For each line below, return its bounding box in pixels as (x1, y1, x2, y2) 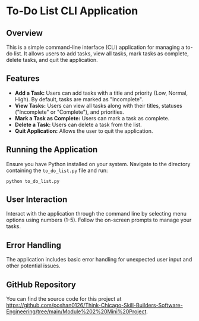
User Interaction (6, 195, 68, 205)
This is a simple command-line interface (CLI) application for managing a (6, 43, 185, 51)
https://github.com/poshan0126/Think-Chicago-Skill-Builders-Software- (6, 302, 183, 309)
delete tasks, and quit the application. (6, 57, 98, 63)
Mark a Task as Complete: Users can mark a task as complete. (14, 114, 170, 121)
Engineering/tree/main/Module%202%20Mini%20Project (6, 308, 147, 315)
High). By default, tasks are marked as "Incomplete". (14, 95, 144, 102)
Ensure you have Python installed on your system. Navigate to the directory (6, 160, 191, 167)
